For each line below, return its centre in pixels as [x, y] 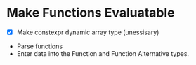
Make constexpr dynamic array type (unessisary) [88, 32]
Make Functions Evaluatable [91, 13]
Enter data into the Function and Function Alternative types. [103, 53]
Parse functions [40, 46]
